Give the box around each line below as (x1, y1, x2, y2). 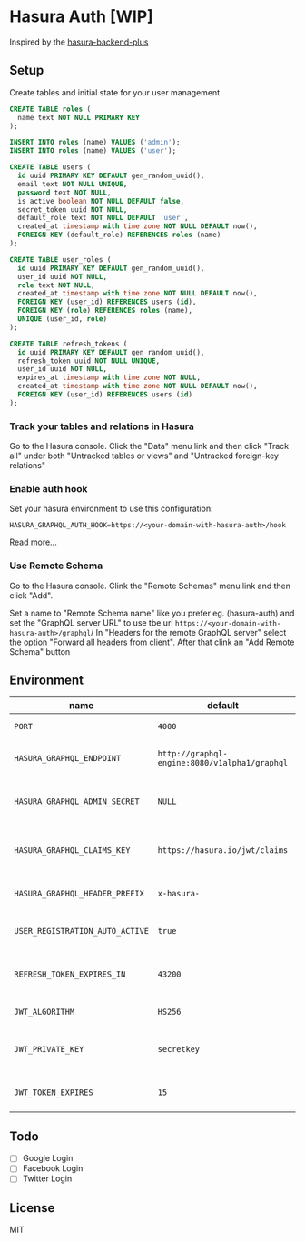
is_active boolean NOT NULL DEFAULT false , (17, 196, 184, 205)
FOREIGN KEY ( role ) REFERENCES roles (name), (17, 306, 193, 316)
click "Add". (9, 589, 54, 601)
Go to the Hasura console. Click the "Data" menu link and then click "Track (9, 441, 289, 452)
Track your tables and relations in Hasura (9, 420, 195, 433)
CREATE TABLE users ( (9, 163, 92, 172)
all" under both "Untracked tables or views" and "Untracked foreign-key (9, 450, 280, 461)
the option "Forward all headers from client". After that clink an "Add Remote (9, 636, 295, 647)
